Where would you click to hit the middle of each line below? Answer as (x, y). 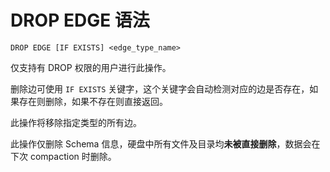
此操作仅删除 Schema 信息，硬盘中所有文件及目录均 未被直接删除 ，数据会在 (165, 143)
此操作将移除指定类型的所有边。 (76, 122)
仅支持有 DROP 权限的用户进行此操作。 (91, 67)
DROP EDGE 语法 (80, 20)
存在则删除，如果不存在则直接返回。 (93, 101)
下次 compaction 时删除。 (63, 156)
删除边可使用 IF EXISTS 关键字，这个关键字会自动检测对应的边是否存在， (160, 88)
